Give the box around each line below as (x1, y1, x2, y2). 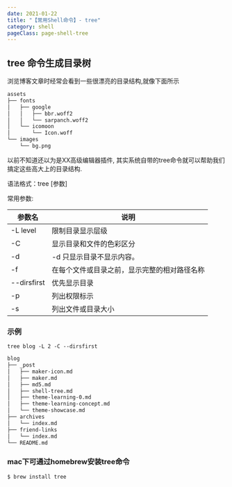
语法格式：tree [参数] (7, 179, 68, 188)
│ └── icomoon (7, 123, 54, 130)
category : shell (7, 23, 54, 30)
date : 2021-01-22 (7, 10, 58, 17)
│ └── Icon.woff (7, 129, 73, 136)
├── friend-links (7, 426, 58, 433)
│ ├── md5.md (7, 381, 51, 388)
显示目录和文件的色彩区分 (51, 239, 135, 248)
